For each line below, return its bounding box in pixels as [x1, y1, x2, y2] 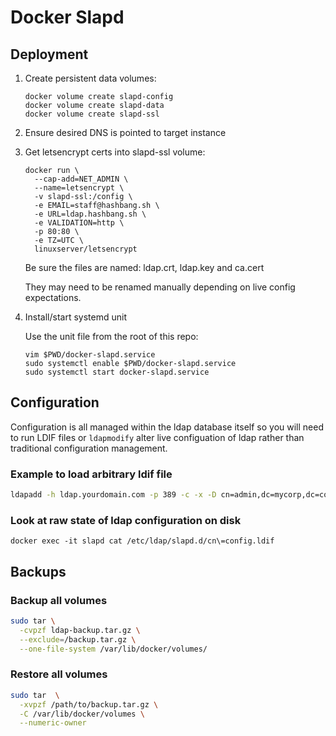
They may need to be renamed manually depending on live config [24, 281, 296, 293]
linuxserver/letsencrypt [34, 244, 138, 254]
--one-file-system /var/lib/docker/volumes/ [19, 644, 208, 654]
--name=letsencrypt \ [34, 183, 125, 193]
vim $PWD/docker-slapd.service [24, 350, 156, 360]
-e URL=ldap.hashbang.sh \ [34, 209, 147, 219]
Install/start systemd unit [24, 311, 128, 323]
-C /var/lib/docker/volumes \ [19, 709, 145, 719]
